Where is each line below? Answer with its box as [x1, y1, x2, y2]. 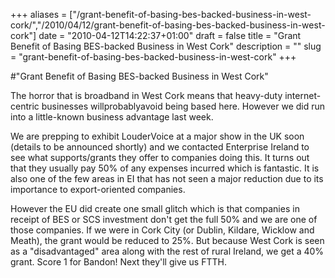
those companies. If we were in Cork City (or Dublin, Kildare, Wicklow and [10, 224, 315, 236]
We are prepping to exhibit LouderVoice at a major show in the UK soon [10, 130, 305, 142]
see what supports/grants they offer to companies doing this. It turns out [10, 152, 310, 163]
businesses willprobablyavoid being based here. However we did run [41, 100, 326, 112]
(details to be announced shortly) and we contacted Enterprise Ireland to [10, 141, 310, 153]
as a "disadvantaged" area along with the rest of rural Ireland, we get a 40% [10, 245, 325, 257]
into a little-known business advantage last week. [10, 111, 214, 123]
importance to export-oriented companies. [10, 184, 186, 195]
